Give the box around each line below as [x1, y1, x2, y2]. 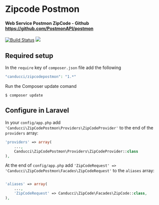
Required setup [5, 51, 53, 60]
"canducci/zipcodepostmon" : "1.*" [5, 74, 77, 79]
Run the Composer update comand [5, 83, 77, 89]
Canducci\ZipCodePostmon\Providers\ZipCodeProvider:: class [14, 149, 139, 154]
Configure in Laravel [5, 106, 69, 115]
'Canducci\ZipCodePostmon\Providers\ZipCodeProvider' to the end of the [5, 125, 154, 131]
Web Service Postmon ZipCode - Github [5, 20, 89, 26]
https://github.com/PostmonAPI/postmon [5, 25, 94, 31]
